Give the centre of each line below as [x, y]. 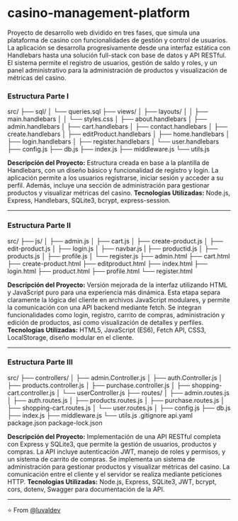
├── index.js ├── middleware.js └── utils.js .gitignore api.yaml [100, 415]
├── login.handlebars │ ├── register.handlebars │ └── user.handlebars [113, 142]
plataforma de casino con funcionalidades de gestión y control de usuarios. [118, 40]
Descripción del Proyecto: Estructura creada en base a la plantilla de [108, 163]
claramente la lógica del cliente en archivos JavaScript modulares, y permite [119, 299]
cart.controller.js [31, 393]
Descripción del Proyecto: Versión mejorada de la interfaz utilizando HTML [118, 285]
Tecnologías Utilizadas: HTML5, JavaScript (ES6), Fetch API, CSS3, [107, 330]
